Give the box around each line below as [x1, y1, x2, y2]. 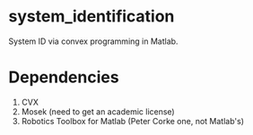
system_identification [8, 6, 175, 27]
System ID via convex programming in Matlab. [8, 36, 179, 46]
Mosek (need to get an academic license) [21, 105, 176, 117]
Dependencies [8, 67, 119, 88]
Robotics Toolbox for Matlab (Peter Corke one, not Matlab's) [21, 115, 244, 126]
